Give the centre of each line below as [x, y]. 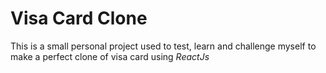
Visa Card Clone [79, 18]
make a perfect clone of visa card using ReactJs [110, 56]
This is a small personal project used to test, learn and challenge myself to [163, 46]
